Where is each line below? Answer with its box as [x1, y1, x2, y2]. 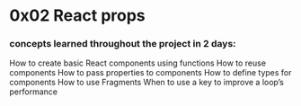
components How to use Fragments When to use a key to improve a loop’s [9, 77, 285, 88]
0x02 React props [9, 5, 146, 26]
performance [9, 86, 58, 97]
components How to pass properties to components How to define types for [9, 67, 292, 78]
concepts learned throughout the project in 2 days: [9, 38, 236, 50]
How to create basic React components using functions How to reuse [9, 57, 267, 68]
